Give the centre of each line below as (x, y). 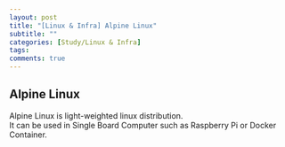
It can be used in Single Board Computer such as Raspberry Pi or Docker (143, 125)
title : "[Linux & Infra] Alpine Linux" (83, 26)
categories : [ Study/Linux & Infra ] (75, 42)
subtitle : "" (33, 34)
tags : (19, 50)
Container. (28, 135)
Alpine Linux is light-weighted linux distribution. (96, 115)
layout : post (33, 17)
